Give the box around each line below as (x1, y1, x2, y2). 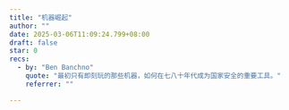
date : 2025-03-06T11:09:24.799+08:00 (9, 30, 150, 38)
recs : (9, 55, 30, 63)
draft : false (9, 38, 58, 47)
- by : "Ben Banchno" (17, 63, 94, 72)
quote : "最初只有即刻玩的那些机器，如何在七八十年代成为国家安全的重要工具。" (25, 72, 282, 80)
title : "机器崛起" (9, 13, 73, 22)
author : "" (9, 21, 50, 30)
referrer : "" (25, 80, 74, 89)
